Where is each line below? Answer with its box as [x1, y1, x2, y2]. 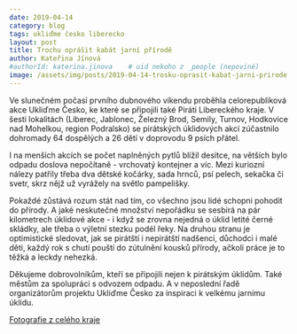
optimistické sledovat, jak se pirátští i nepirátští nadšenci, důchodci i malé [9, 232, 277, 244]
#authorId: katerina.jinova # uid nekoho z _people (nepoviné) [9, 63, 260, 72]
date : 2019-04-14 [9, 12, 74, 22]
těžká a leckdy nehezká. [9, 252, 98, 262]
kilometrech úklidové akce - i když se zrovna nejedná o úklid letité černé [9, 214, 273, 224]
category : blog [9, 21, 66, 30]
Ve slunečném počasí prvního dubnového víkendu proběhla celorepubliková [9, 95, 286, 105]
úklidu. [9, 297, 34, 307]
